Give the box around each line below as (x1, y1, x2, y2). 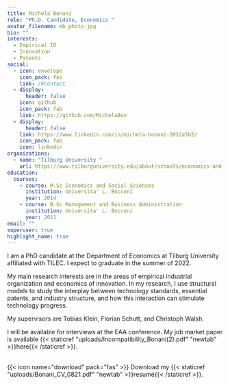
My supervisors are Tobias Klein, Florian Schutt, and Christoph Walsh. (7, 314, 204, 323)
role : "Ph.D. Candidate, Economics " (7, 16, 115, 23)
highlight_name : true (7, 233, 69, 240)
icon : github (19, 99, 57, 106)
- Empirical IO (13, 42, 57, 49)
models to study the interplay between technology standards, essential (7, 287, 207, 295)
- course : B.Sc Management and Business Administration (19, 201, 183, 208)
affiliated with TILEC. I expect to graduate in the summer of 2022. (7, 259, 192, 267)
